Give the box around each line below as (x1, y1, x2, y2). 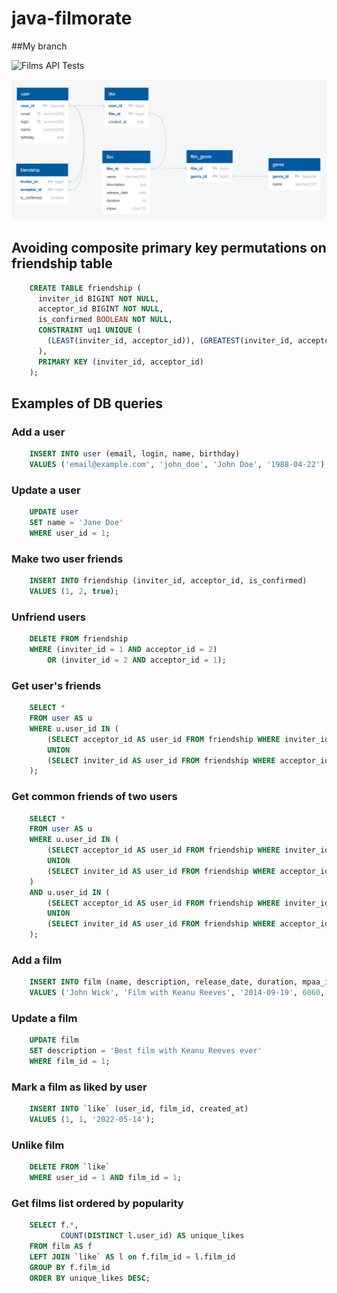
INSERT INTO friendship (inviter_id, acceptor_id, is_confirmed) (29, 576, 308, 586)
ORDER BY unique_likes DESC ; (29, 1273, 151, 1283)
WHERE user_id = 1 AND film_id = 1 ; (29, 1173, 183, 1183)
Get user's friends (11, 678, 102, 692)
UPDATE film (29, 1035, 79, 1046)
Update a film (11, 1012, 78, 1026)
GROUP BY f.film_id (29, 1262, 111, 1272)
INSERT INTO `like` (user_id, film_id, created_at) (29, 1104, 249, 1114)
